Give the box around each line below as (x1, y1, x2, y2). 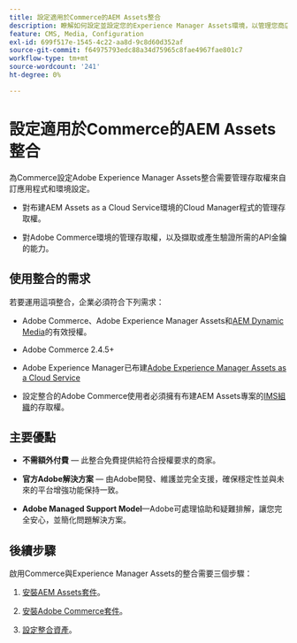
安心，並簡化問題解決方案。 (29, 515, 131, 525)
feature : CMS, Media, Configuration (9, 29, 144, 38)
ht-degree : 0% (9, 71, 62, 80)
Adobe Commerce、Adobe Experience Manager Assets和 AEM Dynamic (21, 315, 285, 325)
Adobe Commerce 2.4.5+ (21, 344, 115, 355)
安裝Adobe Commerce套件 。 (21, 606, 128, 616)
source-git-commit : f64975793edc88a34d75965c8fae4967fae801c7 (9, 46, 243, 55)
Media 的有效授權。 (21, 326, 92, 337)
